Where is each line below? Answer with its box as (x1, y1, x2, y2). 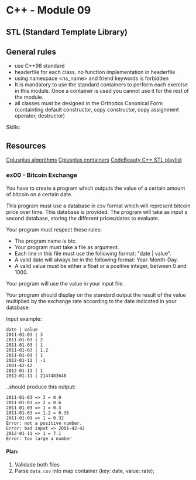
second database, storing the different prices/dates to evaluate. (6, 214, 160, 221)
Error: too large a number (6, 435, 72, 441)
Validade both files (14, 461, 60, 468)
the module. (14, 93, 44, 100)
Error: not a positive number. (6, 420, 82, 426)
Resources (6, 140, 46, 150)
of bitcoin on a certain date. (6, 190, 73, 197)
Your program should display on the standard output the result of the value (6, 291, 186, 298)
